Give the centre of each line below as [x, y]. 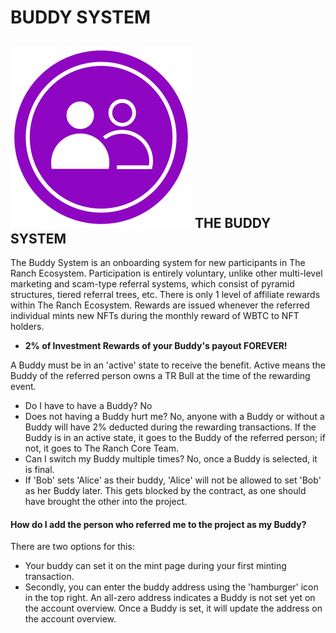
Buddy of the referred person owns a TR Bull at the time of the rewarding [160, 375]
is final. [39, 469]
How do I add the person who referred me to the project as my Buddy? [158, 524]
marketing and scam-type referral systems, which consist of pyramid [152, 284]
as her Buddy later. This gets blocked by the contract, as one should [165, 490]
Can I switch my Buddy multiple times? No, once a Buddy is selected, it [171, 459]
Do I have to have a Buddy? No [88, 405]
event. [23, 386]
